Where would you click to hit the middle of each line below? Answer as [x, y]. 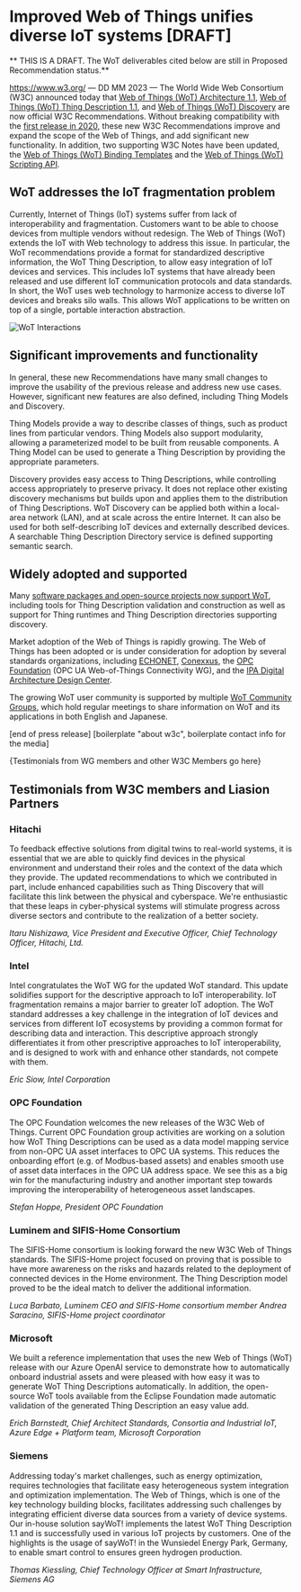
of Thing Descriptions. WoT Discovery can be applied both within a [133, 508]
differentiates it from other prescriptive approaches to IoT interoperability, [145, 1043]
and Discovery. [37, 406]
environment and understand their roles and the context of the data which [146, 868]
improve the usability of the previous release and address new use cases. [146, 387]
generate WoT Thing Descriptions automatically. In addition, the [127, 1387]
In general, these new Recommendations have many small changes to [138, 377]
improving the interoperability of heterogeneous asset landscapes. [133, 1189]
